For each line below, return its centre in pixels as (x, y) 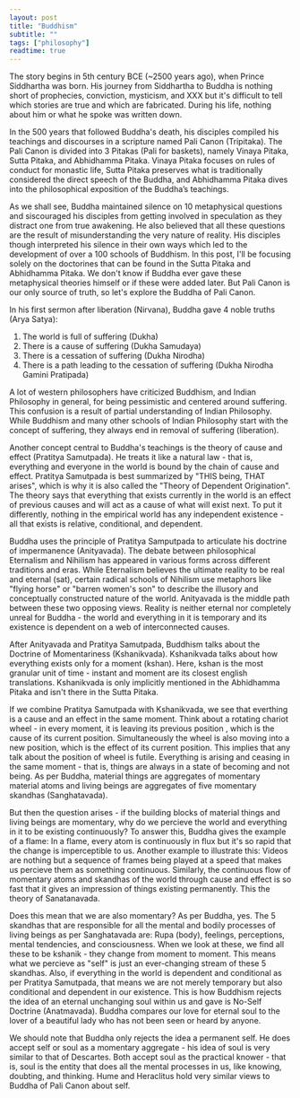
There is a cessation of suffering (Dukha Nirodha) (114, 356)
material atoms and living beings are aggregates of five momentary (133, 786)
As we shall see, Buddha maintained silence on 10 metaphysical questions (146, 206)
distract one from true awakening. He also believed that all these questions (147, 226)
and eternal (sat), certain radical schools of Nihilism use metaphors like (141, 579)
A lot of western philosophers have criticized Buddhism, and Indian (133, 392)
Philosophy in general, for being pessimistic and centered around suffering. (148, 402)
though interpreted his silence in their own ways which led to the (129, 245)
